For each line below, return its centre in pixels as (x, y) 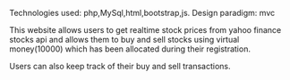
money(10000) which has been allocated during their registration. (130, 49)
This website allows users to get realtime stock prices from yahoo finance (145, 30)
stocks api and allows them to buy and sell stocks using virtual (124, 40)
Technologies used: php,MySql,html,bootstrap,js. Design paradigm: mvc (142, 13)
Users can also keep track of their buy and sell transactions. (120, 66)
